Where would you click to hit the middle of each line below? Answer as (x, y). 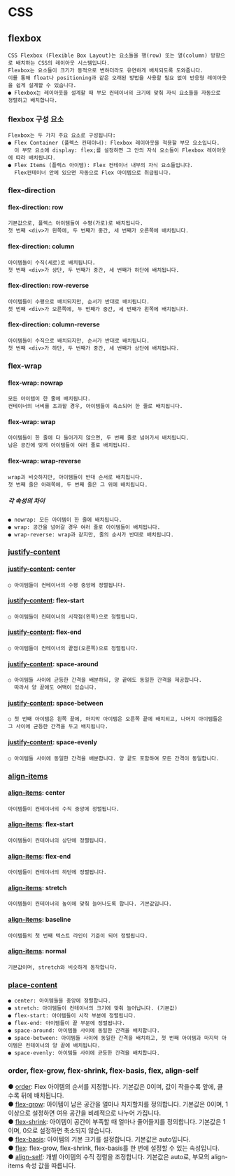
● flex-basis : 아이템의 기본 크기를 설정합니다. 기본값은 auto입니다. (99, 1139)
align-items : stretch (37, 887)
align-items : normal (37, 951)
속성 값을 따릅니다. (50, 1165)
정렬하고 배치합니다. (33, 100)
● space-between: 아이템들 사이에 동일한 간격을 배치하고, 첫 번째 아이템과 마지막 (113, 1038)
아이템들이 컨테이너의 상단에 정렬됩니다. (57, 840)
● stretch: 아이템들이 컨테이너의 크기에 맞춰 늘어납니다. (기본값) (93, 1008)
